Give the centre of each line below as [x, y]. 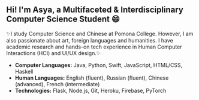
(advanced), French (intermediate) [57, 84]
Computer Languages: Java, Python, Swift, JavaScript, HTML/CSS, [99, 65]
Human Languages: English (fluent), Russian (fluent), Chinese [92, 78]
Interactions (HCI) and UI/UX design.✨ [53, 53]
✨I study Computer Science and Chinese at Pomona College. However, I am [100, 34]
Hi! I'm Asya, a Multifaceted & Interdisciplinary [95, 10]
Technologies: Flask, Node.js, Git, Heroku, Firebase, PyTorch [91, 90]
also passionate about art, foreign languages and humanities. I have [90, 40]
